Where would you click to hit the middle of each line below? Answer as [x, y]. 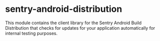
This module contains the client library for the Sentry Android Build [73, 23]
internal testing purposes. [32, 33]
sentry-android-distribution [64, 9]
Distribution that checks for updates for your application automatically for [80, 28]
